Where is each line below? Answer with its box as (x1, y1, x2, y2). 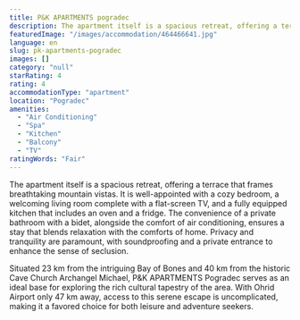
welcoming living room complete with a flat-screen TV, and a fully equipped (9, 198, 287, 208)
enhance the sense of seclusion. (9, 245, 129, 256)
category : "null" (9, 63, 74, 72)
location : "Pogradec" (9, 96, 90, 105)
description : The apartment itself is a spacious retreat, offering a (9, 21, 278, 30)
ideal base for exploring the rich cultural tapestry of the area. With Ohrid (9, 282, 275, 292)
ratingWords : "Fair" (9, 154, 87, 164)
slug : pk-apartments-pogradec (9, 46, 122, 55)
